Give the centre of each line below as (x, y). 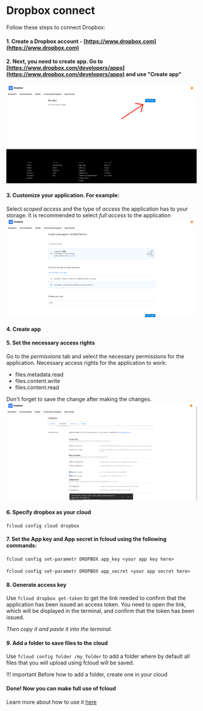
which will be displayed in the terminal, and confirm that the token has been (100, 611)
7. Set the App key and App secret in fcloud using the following (86, 539)
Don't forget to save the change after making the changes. (79, 399)
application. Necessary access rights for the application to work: (87, 362)
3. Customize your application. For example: (63, 195)
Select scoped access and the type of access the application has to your (97, 209)
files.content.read (37, 387)
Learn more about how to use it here (52, 702)
